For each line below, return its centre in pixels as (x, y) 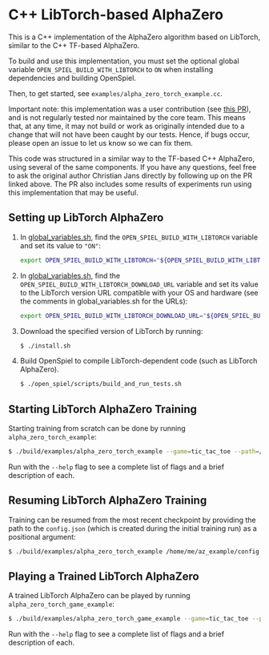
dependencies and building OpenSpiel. (72, 78)
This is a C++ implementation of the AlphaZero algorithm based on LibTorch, (134, 37)
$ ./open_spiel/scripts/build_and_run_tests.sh (100, 384)
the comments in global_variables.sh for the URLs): (104, 301)
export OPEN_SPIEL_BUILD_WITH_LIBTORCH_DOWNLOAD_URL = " (113, 315)
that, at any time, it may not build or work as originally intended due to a (126, 126)
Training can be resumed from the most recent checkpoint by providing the (132, 520)
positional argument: (42, 536)
